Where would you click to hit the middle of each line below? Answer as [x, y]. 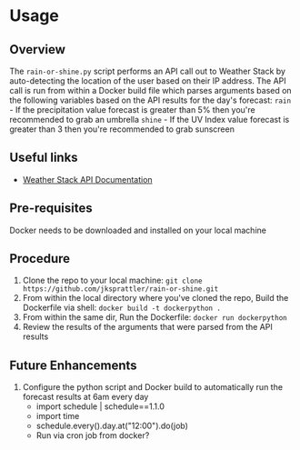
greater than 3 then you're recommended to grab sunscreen [122, 129]
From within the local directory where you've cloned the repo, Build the [155, 298]
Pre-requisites [51, 209]
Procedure [40, 259]
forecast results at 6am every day [85, 397]
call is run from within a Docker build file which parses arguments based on [151, 90]
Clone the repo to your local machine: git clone [112, 280]
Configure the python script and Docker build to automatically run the [153, 387]
